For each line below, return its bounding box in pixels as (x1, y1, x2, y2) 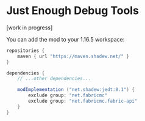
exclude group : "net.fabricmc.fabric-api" (28, 98, 138, 105)
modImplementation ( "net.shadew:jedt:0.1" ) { (17, 87, 135, 93)
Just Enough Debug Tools (6, 4, 139, 18)
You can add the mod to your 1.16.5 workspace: (6, 35, 125, 43)
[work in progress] (6, 24, 53, 31)
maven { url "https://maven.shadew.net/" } (17, 53, 130, 59)
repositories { (6, 47, 45, 54)
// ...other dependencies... (17, 76, 91, 82)
